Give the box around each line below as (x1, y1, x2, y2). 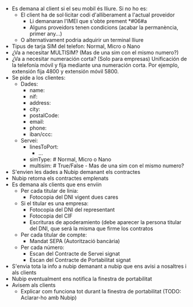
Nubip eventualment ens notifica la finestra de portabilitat (11, 275, 152, 282)
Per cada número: (20, 244, 65, 251)
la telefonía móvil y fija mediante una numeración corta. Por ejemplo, (11, 62, 179, 69)
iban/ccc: (29, 131, 53, 138)
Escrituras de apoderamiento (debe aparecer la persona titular (29, 219, 182, 225)
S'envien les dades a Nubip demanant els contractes (11, 169, 141, 175)
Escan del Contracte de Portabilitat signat (29, 257, 131, 263)
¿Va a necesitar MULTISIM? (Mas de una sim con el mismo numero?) (11, 49, 179, 56)
